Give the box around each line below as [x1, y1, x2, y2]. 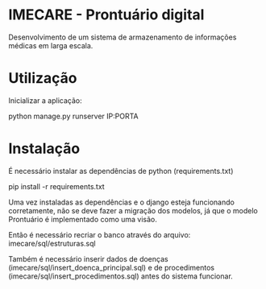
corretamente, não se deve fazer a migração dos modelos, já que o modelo [8, 205, 258, 215]
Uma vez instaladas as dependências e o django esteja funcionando [8, 197, 235, 207]
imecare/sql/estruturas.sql [8, 238, 96, 248]
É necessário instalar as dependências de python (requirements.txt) [8, 166, 234, 175]
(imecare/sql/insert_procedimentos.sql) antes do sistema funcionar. [8, 271, 234, 281]
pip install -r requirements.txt [8, 181, 105, 191]
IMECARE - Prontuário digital [8, 6, 205, 24]
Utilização [8, 69, 77, 88]
